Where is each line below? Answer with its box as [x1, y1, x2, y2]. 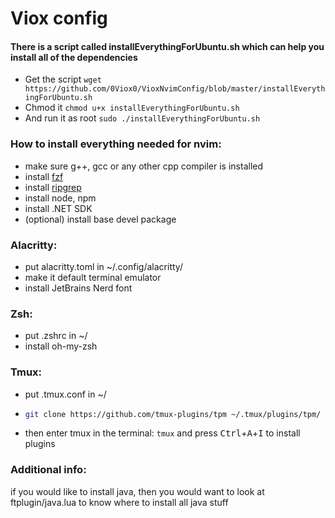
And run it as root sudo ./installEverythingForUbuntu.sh [24, 112, 261, 124]
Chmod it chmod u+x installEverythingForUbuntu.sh [24, 102, 240, 114]
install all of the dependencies [10, 51, 138, 63]
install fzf [24, 170, 64, 182]
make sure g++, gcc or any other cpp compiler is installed [24, 160, 264, 172]
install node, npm [24, 192, 97, 204]
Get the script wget [24, 73, 102, 86]
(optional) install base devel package [24, 213, 177, 225]
